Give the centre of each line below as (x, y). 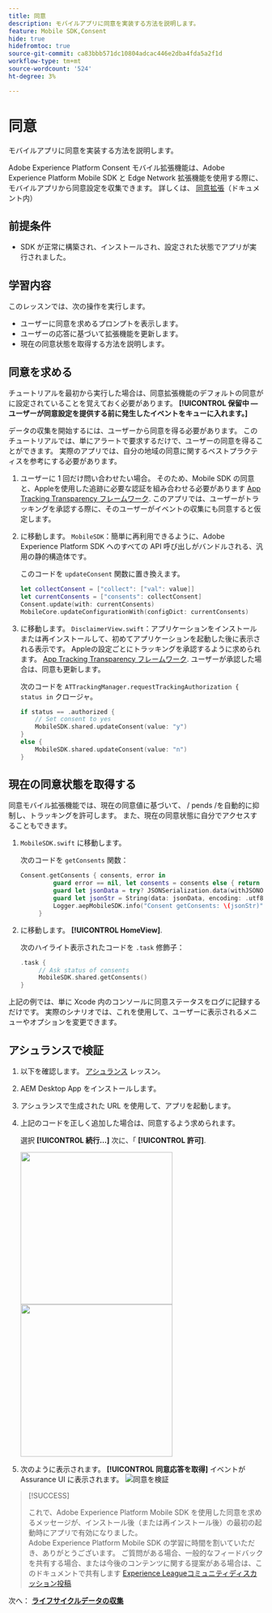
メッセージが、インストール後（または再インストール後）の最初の (145, 1522)
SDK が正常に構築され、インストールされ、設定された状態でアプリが (135, 247)
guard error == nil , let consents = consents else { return (157, 883)
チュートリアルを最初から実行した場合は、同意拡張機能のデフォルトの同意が (136, 393)
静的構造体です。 (63, 556)
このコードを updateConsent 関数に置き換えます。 (102, 574)
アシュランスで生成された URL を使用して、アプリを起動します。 (127, 1106)
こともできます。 (43, 826)
